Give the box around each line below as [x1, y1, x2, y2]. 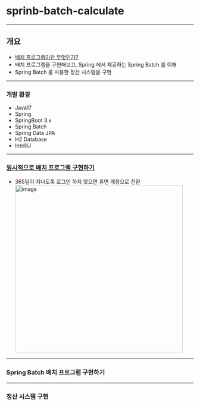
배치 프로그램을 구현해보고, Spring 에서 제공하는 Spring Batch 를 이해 [14, 61, 177, 68]
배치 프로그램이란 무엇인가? [14, 53, 79, 61]
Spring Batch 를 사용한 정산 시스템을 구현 [14, 68, 112, 75]
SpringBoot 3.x [14, 117, 52, 124]
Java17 [14, 104, 32, 111]
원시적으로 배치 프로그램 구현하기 [6, 163, 95, 172]
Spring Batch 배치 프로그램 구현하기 [6, 369, 105, 377]
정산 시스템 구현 [6, 392, 49, 401]
